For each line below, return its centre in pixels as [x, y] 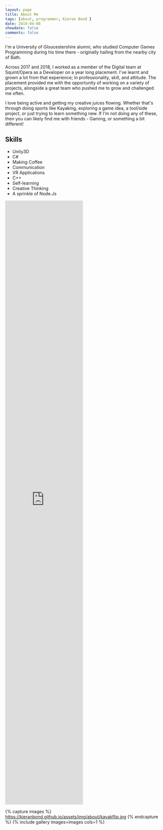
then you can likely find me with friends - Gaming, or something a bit [75, 119]
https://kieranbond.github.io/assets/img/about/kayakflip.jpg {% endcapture [82, 817]
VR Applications [29, 172]
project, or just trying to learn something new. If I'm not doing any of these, [81, 113]
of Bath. [13, 57]
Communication [28, 167]
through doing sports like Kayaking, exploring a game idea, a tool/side [76, 108]
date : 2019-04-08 [23, 24]
